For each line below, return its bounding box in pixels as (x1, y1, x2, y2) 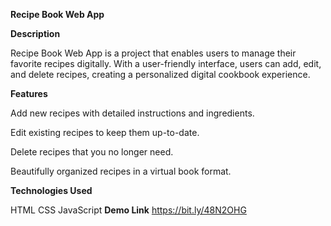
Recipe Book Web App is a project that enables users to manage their (10, 47, 297, 59)
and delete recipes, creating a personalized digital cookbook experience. (10, 69, 311, 80)
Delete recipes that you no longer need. (10, 146, 174, 158)
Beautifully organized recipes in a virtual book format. (10, 165, 232, 177)
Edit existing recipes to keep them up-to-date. (10, 127, 200, 138)
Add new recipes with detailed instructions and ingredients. (10, 107, 255, 119)
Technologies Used (10, 185, 93, 196)
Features (10, 88, 48, 99)
